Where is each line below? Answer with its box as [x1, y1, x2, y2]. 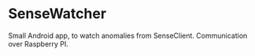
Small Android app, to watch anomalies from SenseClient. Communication [8, 31, 248, 40]
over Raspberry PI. [8, 39, 69, 48]
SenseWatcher [8, 5, 107, 23]
